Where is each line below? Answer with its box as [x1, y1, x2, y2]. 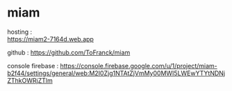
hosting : [7, 28, 33, 36]
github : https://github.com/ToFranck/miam [7, 48, 131, 57]
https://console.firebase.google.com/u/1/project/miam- [60, 61, 217, 70]
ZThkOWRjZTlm [7, 76, 53, 84]
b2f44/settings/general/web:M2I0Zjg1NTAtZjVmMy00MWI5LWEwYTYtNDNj [7, 69, 226, 77]
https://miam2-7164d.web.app [7, 34, 94, 43]
